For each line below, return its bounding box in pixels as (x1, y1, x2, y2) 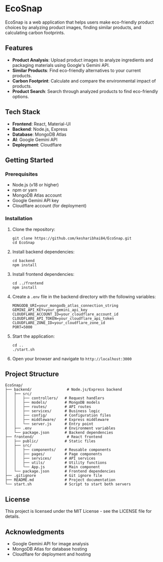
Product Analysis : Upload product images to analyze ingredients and (12, 57, 154, 63)
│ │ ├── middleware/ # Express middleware (5, 417, 109, 422)
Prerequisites (5, 171, 38, 177)
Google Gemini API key (12, 198, 59, 204)
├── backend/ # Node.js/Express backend (5, 387, 122, 392)
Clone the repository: (12, 226, 56, 232)
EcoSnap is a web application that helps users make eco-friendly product (5, 19, 154, 25)
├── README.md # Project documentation (5, 477, 116, 482)
